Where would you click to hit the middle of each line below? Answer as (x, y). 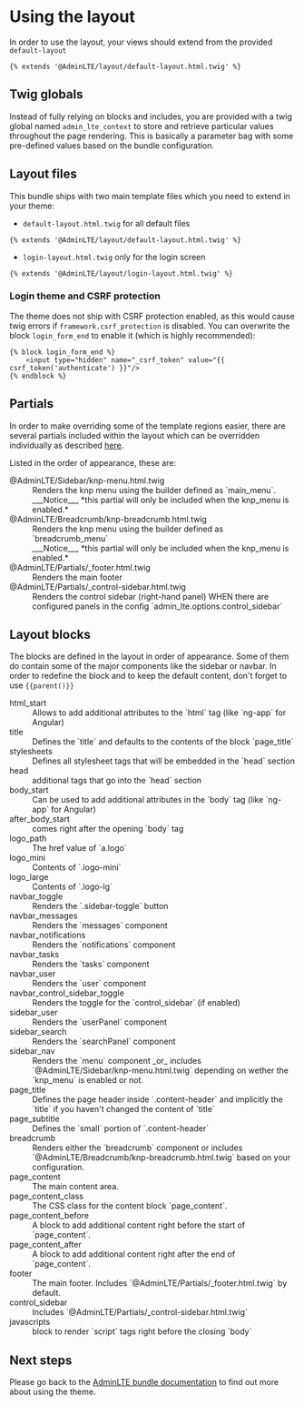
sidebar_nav (33, 1051)
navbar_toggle (36, 896)
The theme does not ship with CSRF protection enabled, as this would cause (152, 316)
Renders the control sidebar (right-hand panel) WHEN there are (151, 596)
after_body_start (40, 819)
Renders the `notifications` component (104, 945)
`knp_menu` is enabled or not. (88, 1080)
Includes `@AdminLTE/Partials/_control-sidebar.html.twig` (140, 1312)
